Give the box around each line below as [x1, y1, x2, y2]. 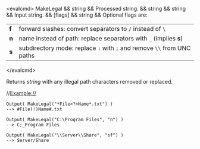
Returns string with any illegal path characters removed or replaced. [6, 78, 173, 85]
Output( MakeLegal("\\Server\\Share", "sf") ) [6, 132, 124, 138]
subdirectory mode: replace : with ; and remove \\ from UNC [18, 44, 191, 52]
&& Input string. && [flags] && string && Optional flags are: [6, 11, 148, 18]
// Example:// [6, 90, 37, 97]
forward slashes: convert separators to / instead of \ [18, 25, 166, 33]
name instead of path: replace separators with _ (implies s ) [18, 34, 183, 42]
